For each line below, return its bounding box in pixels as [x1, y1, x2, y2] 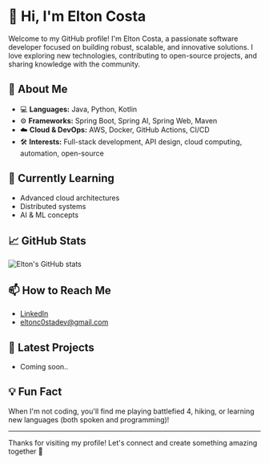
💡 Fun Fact [8, 385, 62, 399]
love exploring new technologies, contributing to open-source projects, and [8, 50, 258, 60]
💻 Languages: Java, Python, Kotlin [19, 104, 138, 114]
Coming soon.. [19, 362, 69, 371]
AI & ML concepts [19, 210, 78, 220]
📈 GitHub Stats [8, 234, 86, 248]
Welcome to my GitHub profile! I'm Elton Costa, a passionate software [8, 34, 239, 43]
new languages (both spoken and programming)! [8, 414, 170, 424]
